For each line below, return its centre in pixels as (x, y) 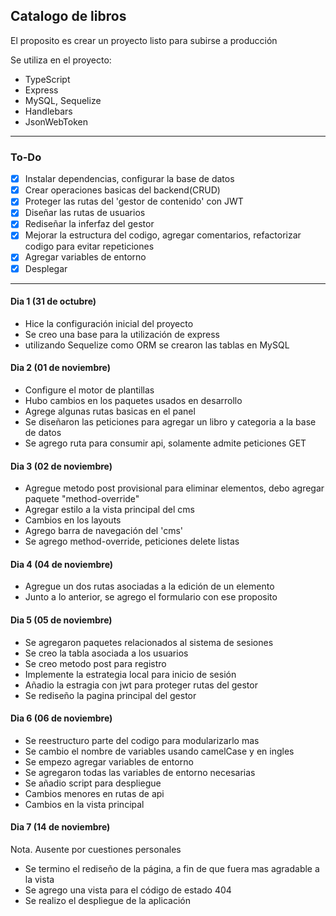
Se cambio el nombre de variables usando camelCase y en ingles (159, 751)
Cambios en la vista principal (84, 804)
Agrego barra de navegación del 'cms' (103, 531)
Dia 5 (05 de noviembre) (61, 620)
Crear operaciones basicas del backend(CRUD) (122, 190)
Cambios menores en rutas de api (94, 793)
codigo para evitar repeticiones (89, 246)
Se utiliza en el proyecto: (61, 60)
